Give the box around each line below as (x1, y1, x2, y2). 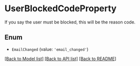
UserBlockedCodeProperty (4, 3, 117, 14)
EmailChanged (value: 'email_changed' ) (11, 46, 89, 52)
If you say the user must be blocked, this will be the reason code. (4, 19, 136, 25)
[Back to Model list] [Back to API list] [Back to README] (4, 56, 117, 62)
